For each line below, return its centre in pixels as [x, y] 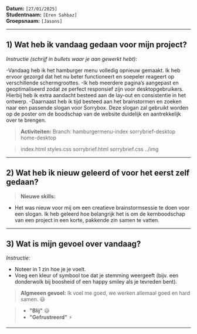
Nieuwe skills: [38, 196]
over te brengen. [26, 120]
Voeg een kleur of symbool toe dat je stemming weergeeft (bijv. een [96, 275]
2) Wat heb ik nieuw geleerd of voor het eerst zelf [98, 173]
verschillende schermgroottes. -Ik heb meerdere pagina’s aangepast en [92, 83]
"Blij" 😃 [39, 311]
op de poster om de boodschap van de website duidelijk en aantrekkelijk [94, 114]
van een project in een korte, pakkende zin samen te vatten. [87, 220]
